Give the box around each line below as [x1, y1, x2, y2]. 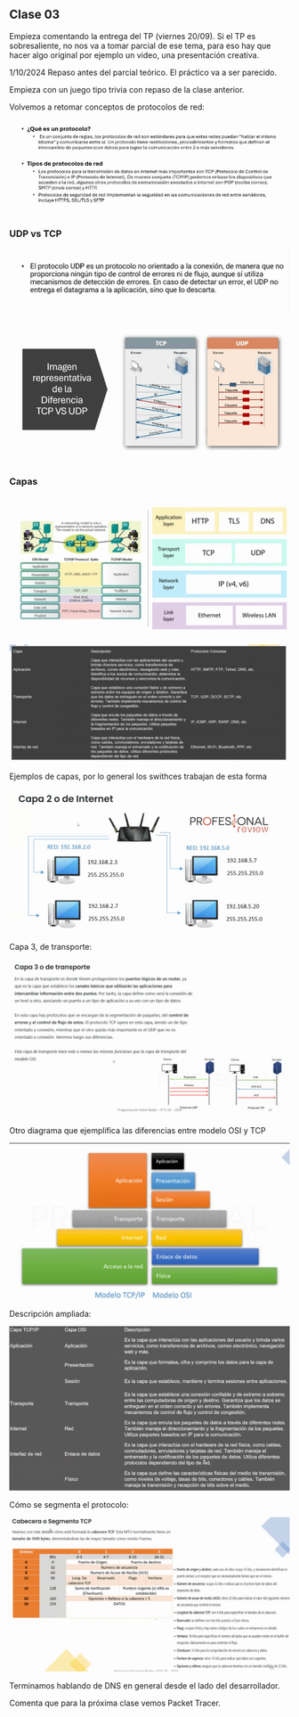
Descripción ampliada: [9, 1309, 92, 1320]
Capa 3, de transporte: [9, 942, 93, 953]
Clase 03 [9, 7, 61, 22]
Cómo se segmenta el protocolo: [9, 1500, 129, 1510]
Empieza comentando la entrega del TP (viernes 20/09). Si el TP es [9, 30, 256, 41]
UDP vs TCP [9, 227, 62, 240]
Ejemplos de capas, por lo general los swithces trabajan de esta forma [9, 771, 267, 782]
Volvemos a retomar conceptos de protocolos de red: [9, 102, 205, 112]
